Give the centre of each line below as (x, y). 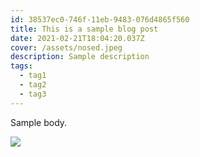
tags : (21, 66)
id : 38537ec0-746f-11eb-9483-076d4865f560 (100, 19)
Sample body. (39, 122)
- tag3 (33, 94)
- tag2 (33, 85)
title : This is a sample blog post (84, 29)
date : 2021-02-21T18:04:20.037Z (77, 38)
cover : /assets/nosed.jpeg (66, 47)
